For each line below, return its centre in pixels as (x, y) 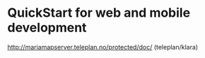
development (47, 28)
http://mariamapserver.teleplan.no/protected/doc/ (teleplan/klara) (103, 47)
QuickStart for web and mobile (99, 13)
